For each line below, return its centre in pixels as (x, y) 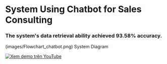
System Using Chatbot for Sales (73, 9)
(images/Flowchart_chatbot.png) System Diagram (57, 47)
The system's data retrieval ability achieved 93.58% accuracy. (84, 36)
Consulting (29, 20)
